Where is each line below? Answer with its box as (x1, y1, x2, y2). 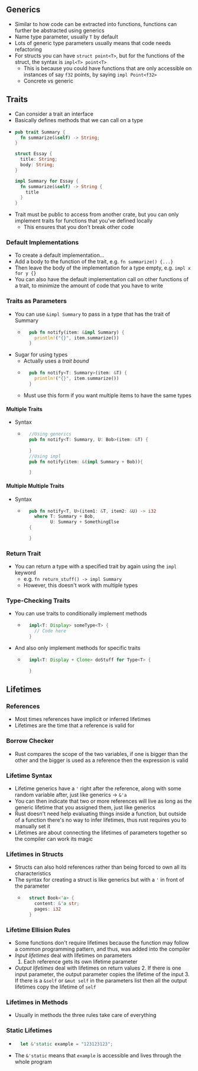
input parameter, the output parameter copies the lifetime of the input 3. (14, 971, 190, 978)
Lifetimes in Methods (6, 998, 68, 1006)
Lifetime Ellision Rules (6, 926, 71, 934)
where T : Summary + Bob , (34, 513, 96, 520)
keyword (14, 569, 37, 576)
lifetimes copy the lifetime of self (14, 983, 96, 990)
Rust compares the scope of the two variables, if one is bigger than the (14, 750, 188, 757)
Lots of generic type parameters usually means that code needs (14, 39, 171, 46)
